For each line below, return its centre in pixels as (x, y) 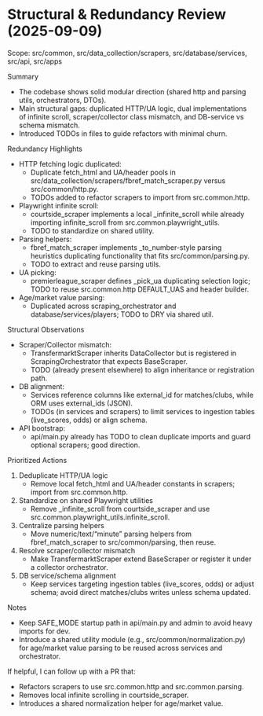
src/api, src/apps (35, 61)
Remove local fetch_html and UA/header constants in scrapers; (133, 483)
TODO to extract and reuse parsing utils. (96, 264)
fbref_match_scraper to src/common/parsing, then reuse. (123, 542)
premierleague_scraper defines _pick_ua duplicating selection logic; (140, 281)
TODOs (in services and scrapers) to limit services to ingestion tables (142, 411)
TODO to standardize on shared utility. (92, 230)
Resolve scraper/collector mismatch (77, 550)
